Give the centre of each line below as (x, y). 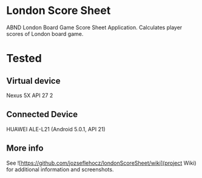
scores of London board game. (45, 33)
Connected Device (42, 115)
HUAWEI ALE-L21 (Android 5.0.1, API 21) (56, 129)
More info (25, 149)
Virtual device (33, 80)
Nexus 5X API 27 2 (30, 95)
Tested (24, 59)
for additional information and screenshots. (60, 169)
